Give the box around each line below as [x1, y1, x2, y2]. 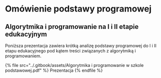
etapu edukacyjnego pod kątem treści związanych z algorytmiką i [5, 48, 136, 53]
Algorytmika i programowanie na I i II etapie [5, 23, 139, 31]
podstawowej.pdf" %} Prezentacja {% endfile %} [5, 67, 103, 73]
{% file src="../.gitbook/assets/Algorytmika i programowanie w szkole [5, 63, 144, 68]
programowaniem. [5, 53, 42, 59]
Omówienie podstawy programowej [5, 3, 152, 14]
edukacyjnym [5, 30, 48, 38]
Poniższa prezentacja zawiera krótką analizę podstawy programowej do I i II [5, 43, 157, 49]
